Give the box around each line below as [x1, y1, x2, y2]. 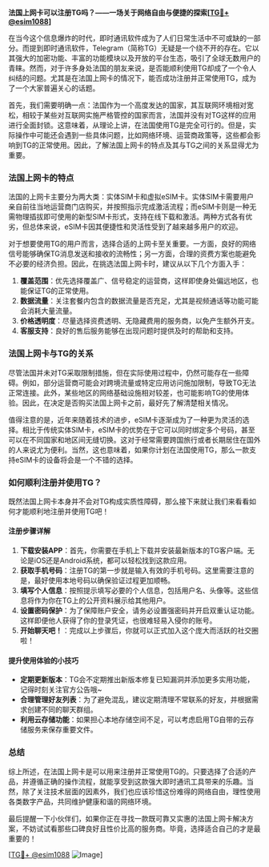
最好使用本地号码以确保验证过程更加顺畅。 [34, 576, 175, 585]
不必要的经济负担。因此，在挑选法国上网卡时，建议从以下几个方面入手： [8, 259, 247, 269]
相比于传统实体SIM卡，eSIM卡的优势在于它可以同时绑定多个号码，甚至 [22, 424, 255, 435]
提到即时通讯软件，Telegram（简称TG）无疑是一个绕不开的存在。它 [29, 43, 252, 53]
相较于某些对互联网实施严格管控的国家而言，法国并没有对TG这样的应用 [22, 110, 257, 119]
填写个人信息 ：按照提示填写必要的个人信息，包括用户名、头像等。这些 [19, 586, 252, 596]
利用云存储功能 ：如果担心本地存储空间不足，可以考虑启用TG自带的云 [19, 715, 247, 725]
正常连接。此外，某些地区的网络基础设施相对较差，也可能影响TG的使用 [8, 387, 243, 397]
